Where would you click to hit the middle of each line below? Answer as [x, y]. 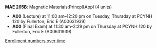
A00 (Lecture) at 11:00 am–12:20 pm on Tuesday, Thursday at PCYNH [82, 16]
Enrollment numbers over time [35, 41]
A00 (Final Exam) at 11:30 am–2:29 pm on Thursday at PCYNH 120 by [82, 26]
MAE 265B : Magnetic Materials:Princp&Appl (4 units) [59, 7]
